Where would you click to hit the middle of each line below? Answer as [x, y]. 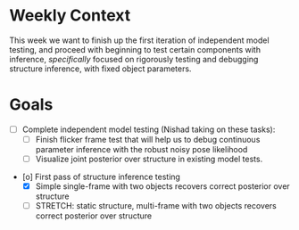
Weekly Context [70, 16]
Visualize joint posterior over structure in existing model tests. [149, 159]
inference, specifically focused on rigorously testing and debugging [134, 59]
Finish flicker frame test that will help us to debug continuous [148, 139]
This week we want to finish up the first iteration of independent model [139, 40]
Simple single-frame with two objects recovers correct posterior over [162, 186]
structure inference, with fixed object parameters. [100, 69]
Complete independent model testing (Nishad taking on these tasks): [149, 129]
